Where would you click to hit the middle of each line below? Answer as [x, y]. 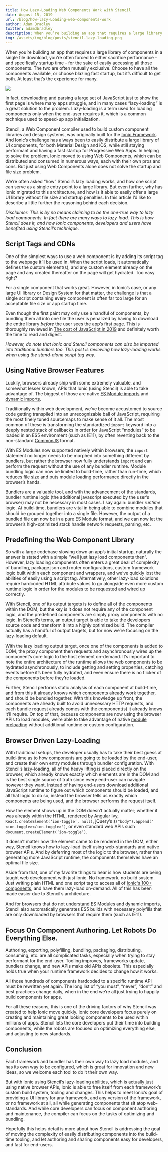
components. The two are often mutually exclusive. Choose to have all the [81, 68]
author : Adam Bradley [28, 24]
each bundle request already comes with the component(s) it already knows [84, 709]
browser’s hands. [23, 482]
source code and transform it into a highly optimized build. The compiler [80, 625]
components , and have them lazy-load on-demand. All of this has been [78, 888]
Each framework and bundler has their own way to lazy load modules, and [82, 1061]
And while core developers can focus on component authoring [93, 1108]
